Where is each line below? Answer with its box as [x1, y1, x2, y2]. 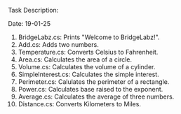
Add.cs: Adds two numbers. [18, 41, 99, 48]
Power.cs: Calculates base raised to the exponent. [18, 85, 163, 93]
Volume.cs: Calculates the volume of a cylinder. [18, 63, 156, 71]
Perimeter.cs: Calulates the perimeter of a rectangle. [18, 78, 170, 86]
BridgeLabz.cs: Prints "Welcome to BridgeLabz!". [18, 33, 160, 41]
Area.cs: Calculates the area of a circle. [18, 55, 133, 64]
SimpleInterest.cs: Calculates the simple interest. [18, 70, 160, 78]
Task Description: [8, 6, 59, 14]
